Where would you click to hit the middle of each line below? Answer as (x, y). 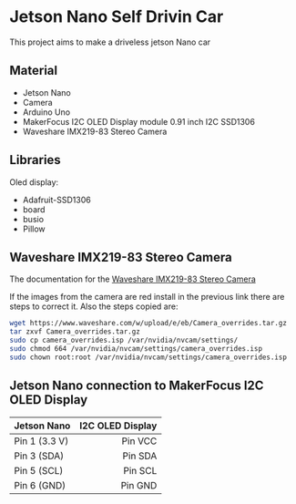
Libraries (35, 160)
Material (33, 71)
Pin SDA (140, 456)
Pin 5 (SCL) (39, 470)
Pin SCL (140, 470)
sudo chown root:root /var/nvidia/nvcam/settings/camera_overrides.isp (148, 357)
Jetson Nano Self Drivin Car (117, 17)
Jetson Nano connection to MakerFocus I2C (137, 386)
